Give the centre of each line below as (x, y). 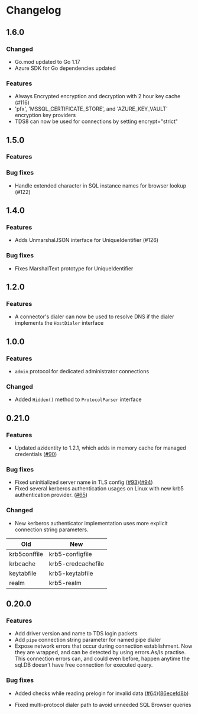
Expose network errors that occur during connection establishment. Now (103, 646)
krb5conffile (26, 554)
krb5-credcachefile (77, 564)
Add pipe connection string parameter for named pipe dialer (88, 640)
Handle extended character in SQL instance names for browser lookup (100, 185)
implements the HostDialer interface (59, 323)
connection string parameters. (51, 529)
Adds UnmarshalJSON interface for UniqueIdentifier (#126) (86, 240)
